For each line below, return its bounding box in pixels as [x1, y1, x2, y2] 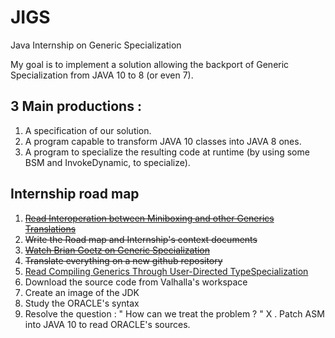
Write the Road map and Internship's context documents [24, 233, 258, 245]
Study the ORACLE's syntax [24, 297, 140, 309]
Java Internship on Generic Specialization [10, 39, 182, 51]
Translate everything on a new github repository [24, 254, 223, 266]
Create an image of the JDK [24, 286, 140, 298]
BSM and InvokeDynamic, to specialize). [24, 156, 191, 168]
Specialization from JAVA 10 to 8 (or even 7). [10, 69, 194, 81]
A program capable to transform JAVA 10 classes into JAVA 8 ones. [24, 135, 302, 147]
